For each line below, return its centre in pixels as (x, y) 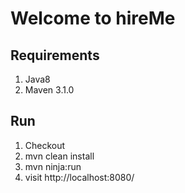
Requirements (55, 55)
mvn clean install (59, 156)
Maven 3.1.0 (49, 90)
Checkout (45, 145)
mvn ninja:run (53, 166)
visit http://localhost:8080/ (79, 177)
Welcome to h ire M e (93, 18)
